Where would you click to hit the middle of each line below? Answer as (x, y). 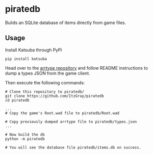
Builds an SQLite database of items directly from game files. (66, 23)
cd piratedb (17, 100)
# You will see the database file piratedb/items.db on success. (73, 147)
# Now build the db (25, 134)
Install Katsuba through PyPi (34, 50)
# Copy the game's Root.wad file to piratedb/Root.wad (62, 113)
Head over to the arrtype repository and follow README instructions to (76, 68)
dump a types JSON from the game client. (48, 73)
